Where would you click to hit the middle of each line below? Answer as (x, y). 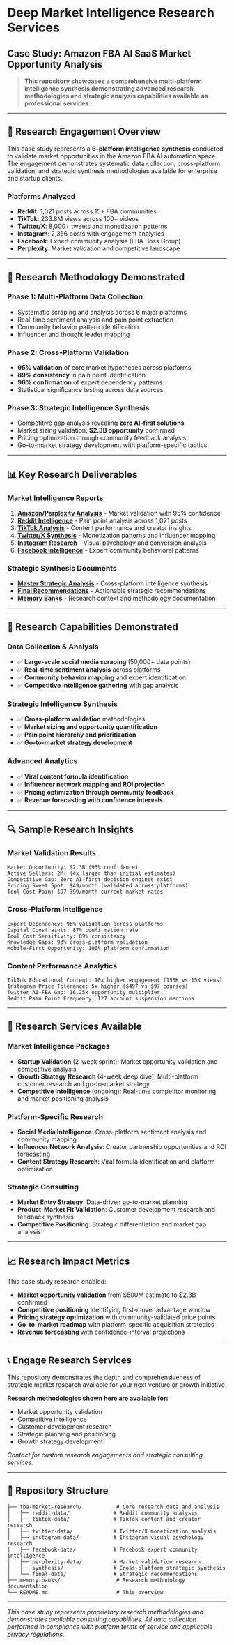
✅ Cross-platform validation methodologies (81, 719)
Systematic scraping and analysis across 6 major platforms (102, 312)
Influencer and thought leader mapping (73, 334)
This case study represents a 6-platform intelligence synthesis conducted (115, 149)
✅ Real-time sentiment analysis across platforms (89, 670)
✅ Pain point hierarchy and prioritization (77, 735)
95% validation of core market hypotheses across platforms (104, 368)
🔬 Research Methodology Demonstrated (96, 277)
